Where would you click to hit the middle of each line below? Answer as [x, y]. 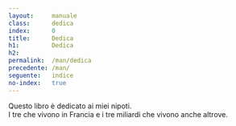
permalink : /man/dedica [50, 61]
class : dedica [41, 23]
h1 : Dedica [41, 46]
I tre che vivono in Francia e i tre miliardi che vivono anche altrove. [118, 114]
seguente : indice [41, 75]
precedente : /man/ [39, 68]
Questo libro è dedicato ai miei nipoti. [70, 106]
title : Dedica [41, 38]
